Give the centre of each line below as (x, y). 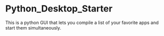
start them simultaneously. (33, 27)
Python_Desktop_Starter (59, 9)
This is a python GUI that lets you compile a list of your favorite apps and (82, 22)
